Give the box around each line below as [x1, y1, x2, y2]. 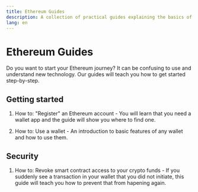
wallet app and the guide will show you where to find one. [14, 116, 156, 123]
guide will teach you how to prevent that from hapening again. [14, 179, 167, 186]
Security [6, 151, 39, 161]
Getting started [6, 94, 64, 104]
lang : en [6, 19, 28, 25]
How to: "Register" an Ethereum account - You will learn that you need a [14, 110, 191, 117]
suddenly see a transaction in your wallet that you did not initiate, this [14, 173, 184, 180]
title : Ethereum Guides [6, 8, 65, 15]
